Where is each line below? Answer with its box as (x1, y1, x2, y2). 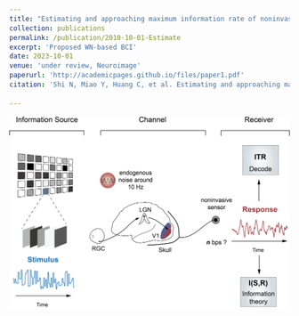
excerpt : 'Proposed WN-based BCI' (9, 43, 138, 52)
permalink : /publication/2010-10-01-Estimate (9, 33, 181, 42)
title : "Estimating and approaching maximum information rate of (9, 14, 256, 23)
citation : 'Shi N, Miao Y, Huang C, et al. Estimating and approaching (9, 80, 280, 89)
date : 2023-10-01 (9, 52, 74, 61)
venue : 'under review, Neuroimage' (9, 61, 141, 70)
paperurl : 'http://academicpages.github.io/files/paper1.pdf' (9, 71, 245, 80)
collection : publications (9, 23, 105, 33)
